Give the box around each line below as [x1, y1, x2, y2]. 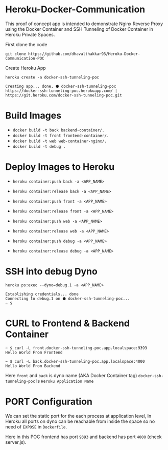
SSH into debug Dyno [5, 266, 98, 277]
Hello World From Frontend [5, 350, 63, 355]
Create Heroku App [5, 65, 46, 71]
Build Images [5, 110, 62, 122]
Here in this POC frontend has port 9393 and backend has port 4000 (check [5, 434, 162, 440]
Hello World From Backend [5, 363, 60, 368]
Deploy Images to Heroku [5, 161, 115, 173]
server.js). [5, 439, 27, 445]
